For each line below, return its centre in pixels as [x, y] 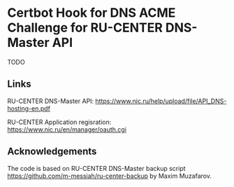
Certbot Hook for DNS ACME [92, 13]
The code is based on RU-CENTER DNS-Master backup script [97, 168]
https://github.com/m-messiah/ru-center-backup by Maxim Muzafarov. [109, 176]
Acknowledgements [52, 152]
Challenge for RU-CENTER [85, 28]
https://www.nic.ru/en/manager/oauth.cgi [67, 129]
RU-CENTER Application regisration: [59, 122]
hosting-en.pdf [29, 108]
